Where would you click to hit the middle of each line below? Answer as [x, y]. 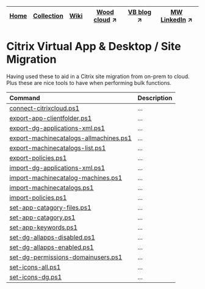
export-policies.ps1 [38, 158]
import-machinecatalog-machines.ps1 [66, 178]
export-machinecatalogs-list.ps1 [58, 148]
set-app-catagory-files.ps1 [50, 207]
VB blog [139, 12]
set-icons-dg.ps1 [36, 277]
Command [25, 98]
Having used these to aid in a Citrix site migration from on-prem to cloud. [98, 76]
